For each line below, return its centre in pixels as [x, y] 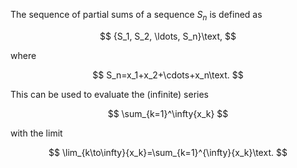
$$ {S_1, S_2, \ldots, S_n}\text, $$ [168, 36]
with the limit [36, 133]
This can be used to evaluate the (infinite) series [110, 94]
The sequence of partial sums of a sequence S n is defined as [136, 16]
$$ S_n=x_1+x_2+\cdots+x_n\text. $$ [168, 75]
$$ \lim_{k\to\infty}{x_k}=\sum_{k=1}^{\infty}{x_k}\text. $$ [168, 152]
